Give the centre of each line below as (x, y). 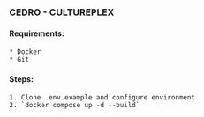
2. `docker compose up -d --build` (75, 106)
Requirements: (37, 33)
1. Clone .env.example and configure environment (102, 98)
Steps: (21, 79)
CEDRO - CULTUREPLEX (62, 12)
